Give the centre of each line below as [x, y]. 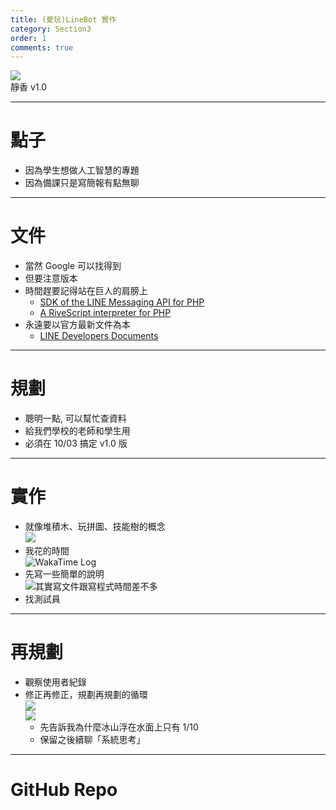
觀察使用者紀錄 [55, 682]
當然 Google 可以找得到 [73, 266]
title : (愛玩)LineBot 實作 [63, 19]
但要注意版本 [51, 278]
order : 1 [28, 38]
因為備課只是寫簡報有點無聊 [82, 183]
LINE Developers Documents [99, 336]
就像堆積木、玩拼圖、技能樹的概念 [95, 526]
